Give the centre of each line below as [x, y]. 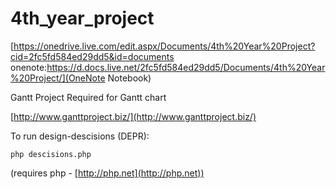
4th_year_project [82, 18]
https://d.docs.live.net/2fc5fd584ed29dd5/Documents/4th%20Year [186, 67]
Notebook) [129, 78]
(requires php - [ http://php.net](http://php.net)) [107, 173]
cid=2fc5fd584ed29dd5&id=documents [92, 56]
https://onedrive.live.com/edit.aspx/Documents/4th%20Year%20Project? [164, 46]
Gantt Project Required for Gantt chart [88, 97]
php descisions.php [51, 154]
